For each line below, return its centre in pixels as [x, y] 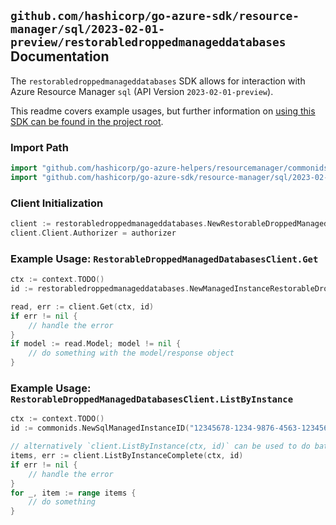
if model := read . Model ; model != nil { [96, 344]
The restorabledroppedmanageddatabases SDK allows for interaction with [158, 81]
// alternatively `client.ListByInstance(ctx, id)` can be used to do [160, 446]
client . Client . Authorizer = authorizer [93, 233]
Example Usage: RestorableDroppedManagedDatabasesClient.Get [164, 258]
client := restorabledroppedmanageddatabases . [109, 224]
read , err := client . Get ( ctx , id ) [82, 306]
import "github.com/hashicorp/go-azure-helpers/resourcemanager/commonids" [171, 168]
